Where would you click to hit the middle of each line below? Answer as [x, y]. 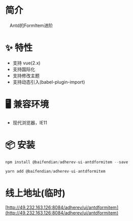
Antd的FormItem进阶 [31, 25]
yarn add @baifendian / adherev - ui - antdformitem [55, 171]
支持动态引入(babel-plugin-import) [49, 82]
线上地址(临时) [36, 193]
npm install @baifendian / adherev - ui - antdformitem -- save [67, 162]
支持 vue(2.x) [26, 63]
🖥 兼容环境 [27, 104]
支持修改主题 [26, 75]
